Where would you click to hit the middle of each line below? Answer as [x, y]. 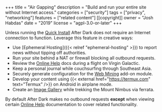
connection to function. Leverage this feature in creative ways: [69, 38]
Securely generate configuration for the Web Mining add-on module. [82, 74]
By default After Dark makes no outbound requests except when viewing [80, 99]
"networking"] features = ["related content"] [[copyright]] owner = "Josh [79, 18]
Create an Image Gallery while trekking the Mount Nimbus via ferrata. [83, 89]
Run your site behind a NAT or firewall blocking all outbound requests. [84, 58]
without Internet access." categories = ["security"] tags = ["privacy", [75, 12]
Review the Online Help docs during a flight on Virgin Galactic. [76, 63]
